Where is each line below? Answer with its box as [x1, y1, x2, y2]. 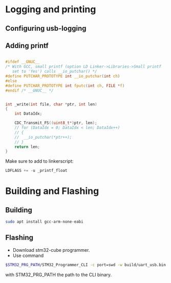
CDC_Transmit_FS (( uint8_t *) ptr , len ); [14, 120, 97, 126]
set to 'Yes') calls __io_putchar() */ [12, 69, 97, 74]
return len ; [14, 144, 40, 149]
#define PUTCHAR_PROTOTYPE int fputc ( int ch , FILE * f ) [5, 83, 125, 88]
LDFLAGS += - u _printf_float [5, 168, 68, 173]
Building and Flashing [5, 185, 99, 197]
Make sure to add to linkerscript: [5, 158, 74, 164]
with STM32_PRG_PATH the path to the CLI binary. [5, 271, 112, 277]
